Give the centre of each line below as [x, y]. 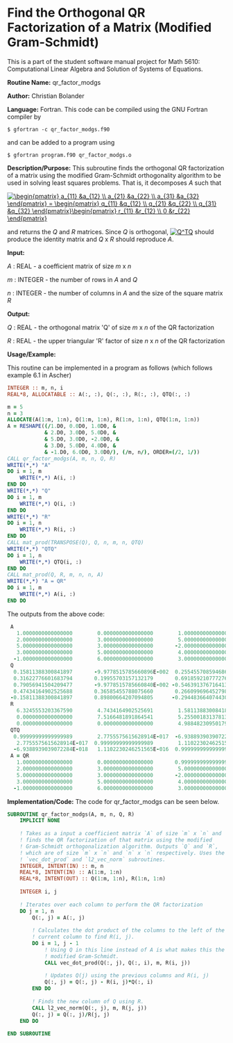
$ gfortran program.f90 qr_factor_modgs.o [69, 155]
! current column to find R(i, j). [84, 937]
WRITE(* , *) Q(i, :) [48, 504]
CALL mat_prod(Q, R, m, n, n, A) [55, 575]
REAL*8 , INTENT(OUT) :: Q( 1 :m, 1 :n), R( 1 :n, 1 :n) [93, 879]
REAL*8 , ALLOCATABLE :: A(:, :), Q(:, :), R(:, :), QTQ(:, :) [99, 394]
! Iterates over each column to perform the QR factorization [111, 905]
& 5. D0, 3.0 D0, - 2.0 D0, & [81, 439]
